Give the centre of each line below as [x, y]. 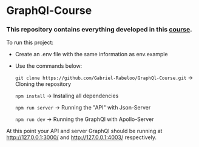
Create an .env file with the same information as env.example [91, 54]
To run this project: [30, 42]
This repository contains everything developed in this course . [99, 30]
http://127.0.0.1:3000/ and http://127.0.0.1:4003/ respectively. [81, 137]
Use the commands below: [49, 66]
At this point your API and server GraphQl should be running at [84, 131]
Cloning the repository [43, 84]
